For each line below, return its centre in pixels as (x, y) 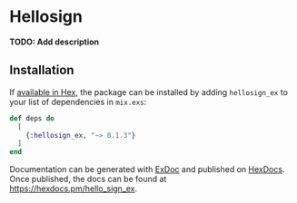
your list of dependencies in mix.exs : (78, 101)
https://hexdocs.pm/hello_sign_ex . (74, 188)
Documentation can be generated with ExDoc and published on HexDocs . (147, 169)
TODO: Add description (54, 42)
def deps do (32, 118)
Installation (42, 70)
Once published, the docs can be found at (88, 179)
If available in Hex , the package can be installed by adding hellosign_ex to (149, 92)
